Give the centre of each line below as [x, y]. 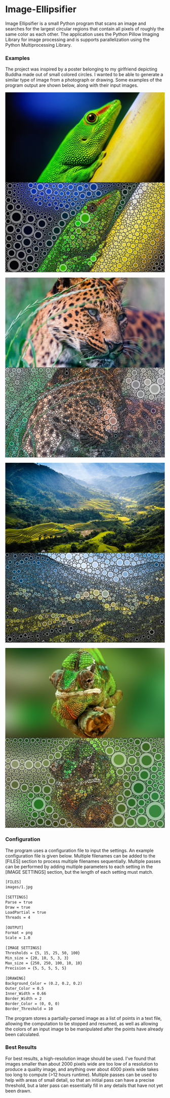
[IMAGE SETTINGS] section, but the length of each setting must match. [79, 872]
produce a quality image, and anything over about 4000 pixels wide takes [82, 1069]
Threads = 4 [18, 917]
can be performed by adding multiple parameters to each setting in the [79, 867]
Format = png [19, 933]
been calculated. [23, 1034]
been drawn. [18, 1091]
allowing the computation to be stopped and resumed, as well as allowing [82, 1023]
